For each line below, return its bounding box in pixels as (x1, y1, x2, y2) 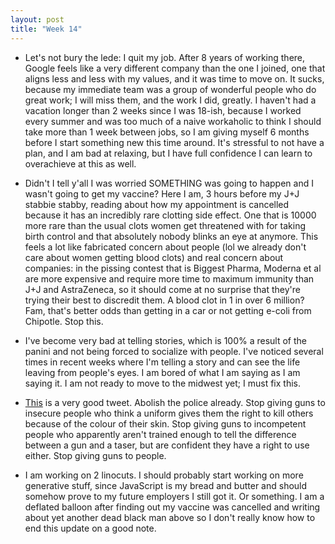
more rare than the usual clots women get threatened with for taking (24, 219, 307, 231)
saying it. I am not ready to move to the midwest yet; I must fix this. (24, 377, 301, 389)
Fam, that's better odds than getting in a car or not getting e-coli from (24, 304, 312, 316)
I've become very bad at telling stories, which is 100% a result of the (24, 334, 307, 346)
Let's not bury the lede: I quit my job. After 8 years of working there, (24, 51, 306, 63)
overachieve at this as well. (24, 157, 137, 170)
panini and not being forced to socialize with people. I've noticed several (24, 345, 324, 357)
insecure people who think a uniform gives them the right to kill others (24, 407, 314, 419)
